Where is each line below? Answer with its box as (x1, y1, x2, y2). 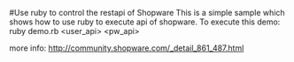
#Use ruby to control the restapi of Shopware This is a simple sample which (9, 8, 285, 17)
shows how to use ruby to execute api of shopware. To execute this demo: (9, 17, 281, 27)
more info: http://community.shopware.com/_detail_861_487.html (9, 43, 244, 53)
